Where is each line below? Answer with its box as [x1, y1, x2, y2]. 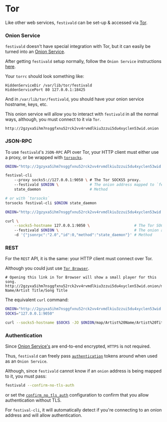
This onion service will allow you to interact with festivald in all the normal [5, 111, 159, 117]
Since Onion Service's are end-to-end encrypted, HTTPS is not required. [5, 343, 151, 350]
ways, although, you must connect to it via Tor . [5, 116, 101, 122]
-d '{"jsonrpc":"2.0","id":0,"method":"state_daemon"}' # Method [14, 233, 153, 238]
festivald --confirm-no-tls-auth [5, 383, 75, 388]
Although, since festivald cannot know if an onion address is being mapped [5, 368, 162, 374]
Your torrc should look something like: [5, 73, 84, 79]
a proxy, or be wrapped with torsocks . [5, 154, 83, 160]
